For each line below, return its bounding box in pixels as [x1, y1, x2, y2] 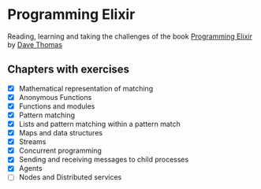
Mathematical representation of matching [18, 83, 154, 93]
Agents [18, 164, 43, 173]
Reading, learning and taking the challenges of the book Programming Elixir [7, 31, 253, 41]
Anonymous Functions [18, 92, 92, 102]
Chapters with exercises [7, 63, 130, 76]
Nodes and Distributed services [18, 172, 122, 182]
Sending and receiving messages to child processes [18, 155, 189, 165]
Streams [18, 137, 47, 146]
